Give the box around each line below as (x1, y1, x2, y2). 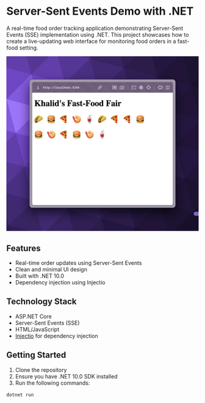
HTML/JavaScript (15, 325, 60, 333)
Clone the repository (15, 366, 67, 374)
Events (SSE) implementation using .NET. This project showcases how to (6, 31, 189, 38)
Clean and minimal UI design (15, 265, 87, 273)
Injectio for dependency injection (15, 332, 99, 339)
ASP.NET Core (15, 312, 52, 320)
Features (6, 243, 41, 253)
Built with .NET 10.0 (15, 272, 65, 279)
